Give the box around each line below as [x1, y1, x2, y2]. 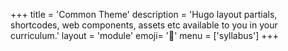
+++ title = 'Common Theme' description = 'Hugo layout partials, [10, 9, 278, 20]
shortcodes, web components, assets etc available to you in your [10, 19, 278, 31]
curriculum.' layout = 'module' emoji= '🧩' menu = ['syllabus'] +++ [10, 30, 279, 41]
